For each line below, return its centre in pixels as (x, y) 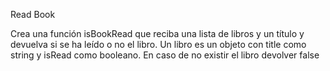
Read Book (33, 14)
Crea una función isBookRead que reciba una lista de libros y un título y (157, 33)
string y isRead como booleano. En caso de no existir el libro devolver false (165, 55)
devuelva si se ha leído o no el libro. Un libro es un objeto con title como (158, 44)
